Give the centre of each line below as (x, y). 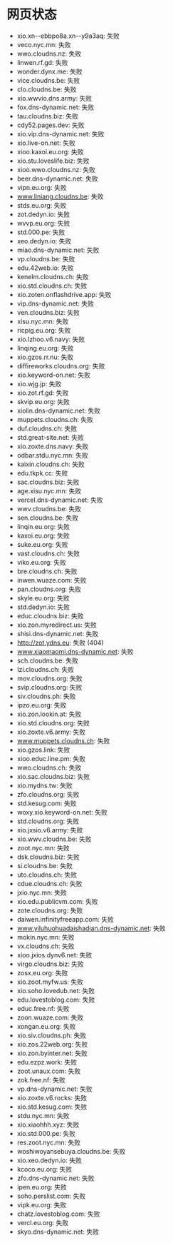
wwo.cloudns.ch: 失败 (49, 768)
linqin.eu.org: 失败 (43, 526)
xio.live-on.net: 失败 (46, 143)
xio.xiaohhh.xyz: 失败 (48, 1124)
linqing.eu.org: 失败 (45, 348)
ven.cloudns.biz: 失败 (48, 312)
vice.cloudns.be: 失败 (48, 80)
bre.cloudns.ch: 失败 (47, 571)
